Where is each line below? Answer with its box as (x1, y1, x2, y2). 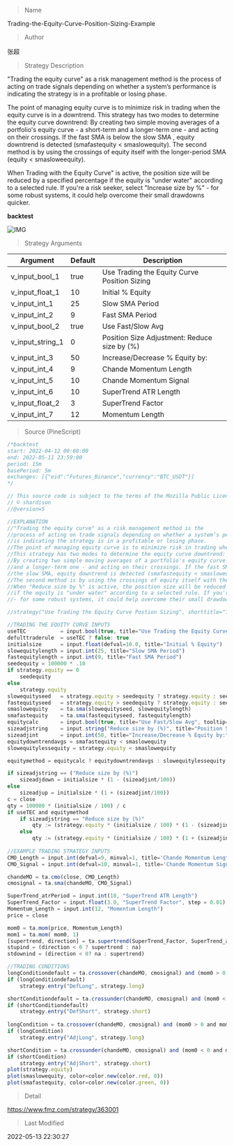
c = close (7, 795, 36, 802)
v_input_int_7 (10, 410, 54, 419)
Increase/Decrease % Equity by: (102, 353, 208, 362)
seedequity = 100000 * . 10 (7, 660, 86, 668)
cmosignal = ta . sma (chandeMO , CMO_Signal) (7, 880, 132, 887)
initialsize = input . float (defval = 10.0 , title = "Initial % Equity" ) (7, 640, 223, 648)
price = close (7, 911, 49, 919)
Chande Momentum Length (102, 365, 192, 374)
